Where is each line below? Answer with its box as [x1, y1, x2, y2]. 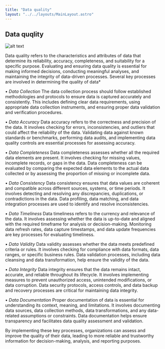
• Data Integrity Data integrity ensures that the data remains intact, [5, 267, 141, 272]
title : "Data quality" [5, 7, 52, 12]
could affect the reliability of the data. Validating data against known [5, 129, 144, 136]
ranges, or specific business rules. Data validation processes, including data [5, 252, 161, 258]
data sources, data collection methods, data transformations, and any [5, 308, 147, 313]
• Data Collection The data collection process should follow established [5, 88, 152, 94]
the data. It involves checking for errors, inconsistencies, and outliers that [5, 124, 155, 130]
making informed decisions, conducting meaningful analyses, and [5, 69, 139, 75]
